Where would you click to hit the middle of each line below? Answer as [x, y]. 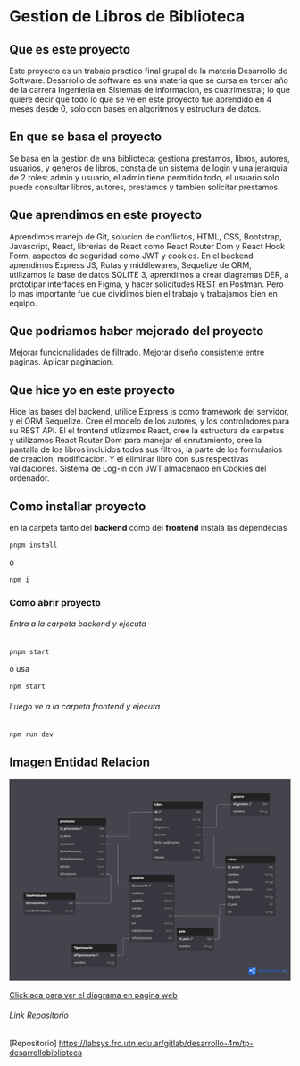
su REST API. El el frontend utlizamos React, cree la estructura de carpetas [147, 431]
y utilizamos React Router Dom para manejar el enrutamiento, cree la [135, 441]
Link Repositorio [39, 1015]
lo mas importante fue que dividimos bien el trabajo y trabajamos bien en [144, 293]
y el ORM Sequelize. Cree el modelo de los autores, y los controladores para [150, 421]
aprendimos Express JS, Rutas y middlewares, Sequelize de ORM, [130, 264]
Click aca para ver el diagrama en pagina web [94, 995]
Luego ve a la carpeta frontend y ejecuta [85, 707]
